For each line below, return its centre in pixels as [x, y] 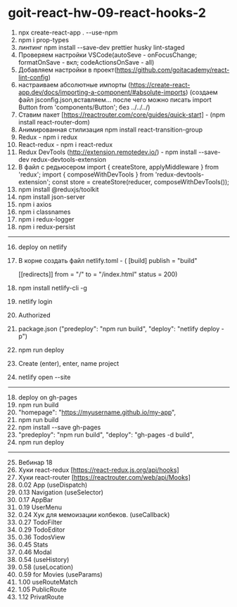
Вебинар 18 [35, 462]
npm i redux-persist [47, 226]
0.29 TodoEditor [41, 530]
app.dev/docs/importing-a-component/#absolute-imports [102, 92]
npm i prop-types [44, 39]
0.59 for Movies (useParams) [60, 574]
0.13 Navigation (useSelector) [61, 492]
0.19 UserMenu [40, 507]
